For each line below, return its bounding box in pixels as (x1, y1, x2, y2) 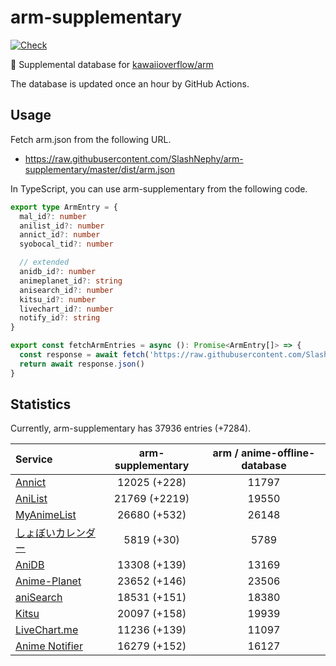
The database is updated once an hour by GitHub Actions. (10, 77, 250, 90)
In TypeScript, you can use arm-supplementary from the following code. (10, 182, 308, 195)
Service (15, 452, 53, 466)
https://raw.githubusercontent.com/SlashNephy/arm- (24, 152, 244, 165)
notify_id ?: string (19, 313, 101, 323)
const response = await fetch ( (19, 350, 150, 360)
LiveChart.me (15, 623, 79, 637)
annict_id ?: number (19, 230, 101, 240)
